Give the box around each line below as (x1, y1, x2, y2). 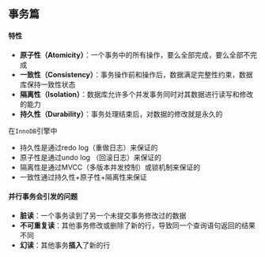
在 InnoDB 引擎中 (8, 125, 58, 136)
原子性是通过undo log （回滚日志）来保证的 (19, 152, 162, 162)
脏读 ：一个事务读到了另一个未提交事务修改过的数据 (19, 210, 187, 220)
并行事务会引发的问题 (8, 192, 78, 201)
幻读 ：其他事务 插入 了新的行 (19, 240, 111, 250)
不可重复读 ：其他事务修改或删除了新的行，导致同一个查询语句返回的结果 (19, 220, 256, 230)
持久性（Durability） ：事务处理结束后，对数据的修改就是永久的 (19, 109, 223, 118)
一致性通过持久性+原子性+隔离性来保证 (19, 172, 148, 181)
